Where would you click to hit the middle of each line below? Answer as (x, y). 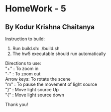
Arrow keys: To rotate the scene (38, 79)
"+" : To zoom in (22, 68)
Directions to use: (23, 63)
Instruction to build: (25, 39)
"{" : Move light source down (35, 95)
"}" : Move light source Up (32, 89)
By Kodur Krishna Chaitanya (50, 27)
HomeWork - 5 (36, 9)
